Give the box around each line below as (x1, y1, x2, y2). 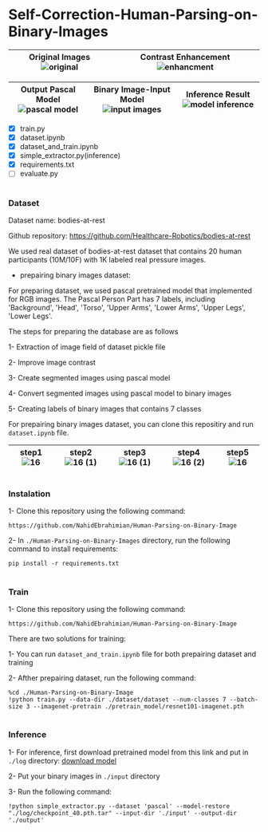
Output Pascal (20, 84, 76, 95)
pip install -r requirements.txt (8, 560, 120, 568)
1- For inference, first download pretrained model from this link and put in (8, 747, 249, 757)
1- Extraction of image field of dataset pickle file (8, 341, 166, 352)
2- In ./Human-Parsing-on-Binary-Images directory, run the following (8, 536, 231, 546)
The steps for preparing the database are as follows (8, 326, 179, 336)
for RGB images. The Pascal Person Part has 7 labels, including (8, 294, 215, 304)
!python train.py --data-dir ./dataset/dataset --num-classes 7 (8, 696, 227, 704)
